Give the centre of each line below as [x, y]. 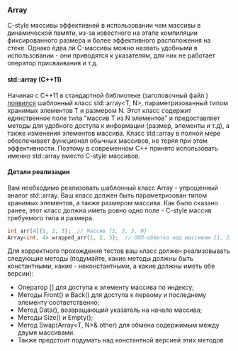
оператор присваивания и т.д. [53, 63]
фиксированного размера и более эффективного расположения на [109, 40]
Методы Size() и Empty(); [55, 318]
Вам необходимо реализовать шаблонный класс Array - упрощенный [113, 188]
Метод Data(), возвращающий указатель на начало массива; [110, 310]
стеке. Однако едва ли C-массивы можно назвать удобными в [103, 48]
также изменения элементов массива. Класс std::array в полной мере [114, 133]
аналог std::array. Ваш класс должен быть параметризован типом [107, 195]
